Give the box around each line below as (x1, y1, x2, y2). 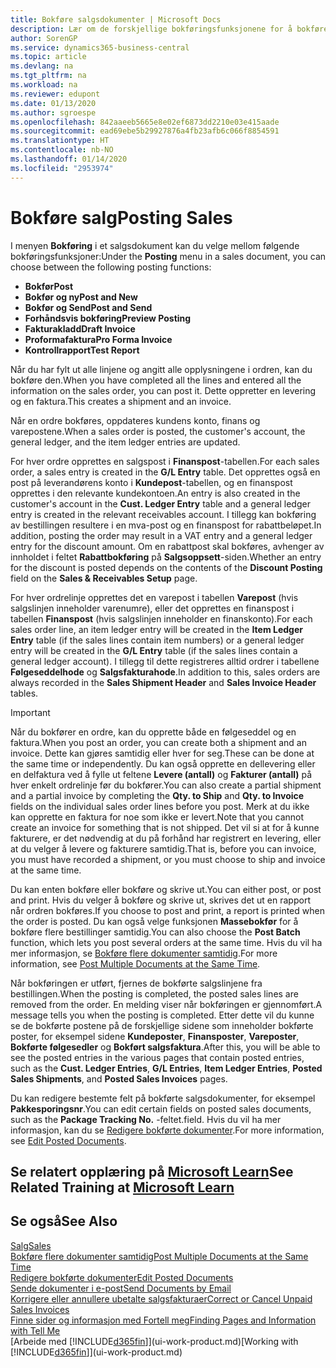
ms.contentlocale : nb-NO (10, 145, 114, 155)
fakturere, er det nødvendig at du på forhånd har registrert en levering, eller (10, 832, 322, 844)
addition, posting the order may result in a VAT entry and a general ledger (10, 529, 313, 541)
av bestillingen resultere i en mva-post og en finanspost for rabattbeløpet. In (10, 519, 322, 531)
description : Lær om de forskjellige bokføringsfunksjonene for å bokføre (10, 24, 329, 34)
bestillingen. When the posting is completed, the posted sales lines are (10, 987, 299, 1000)
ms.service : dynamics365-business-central (10, 42, 190, 53)
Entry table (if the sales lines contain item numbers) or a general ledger (10, 634, 305, 646)
